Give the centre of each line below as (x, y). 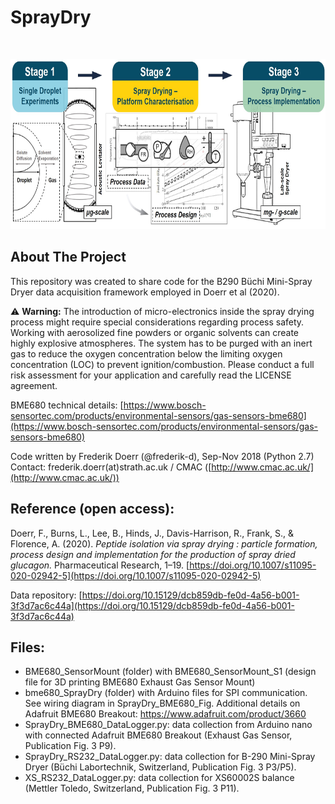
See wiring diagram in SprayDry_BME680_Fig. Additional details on (162, 703)
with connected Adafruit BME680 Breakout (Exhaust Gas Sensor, (158, 735)
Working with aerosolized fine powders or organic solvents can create (155, 332)
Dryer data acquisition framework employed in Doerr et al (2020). (145, 292)
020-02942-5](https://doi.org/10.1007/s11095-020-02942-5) (136, 575)
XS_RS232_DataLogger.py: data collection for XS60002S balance (159, 778)
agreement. (34, 385)
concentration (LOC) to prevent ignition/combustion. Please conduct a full (162, 364)
